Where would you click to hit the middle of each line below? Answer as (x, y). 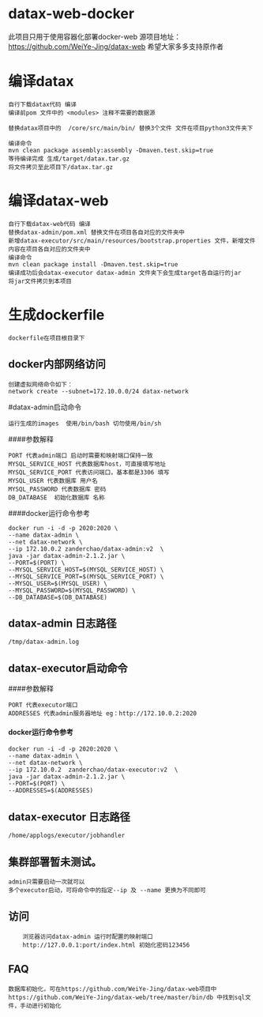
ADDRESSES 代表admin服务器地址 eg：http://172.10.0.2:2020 (103, 714)
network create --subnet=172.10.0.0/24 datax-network (99, 391)
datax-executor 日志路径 (69, 817)
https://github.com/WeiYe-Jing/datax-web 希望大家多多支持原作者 (116, 46)
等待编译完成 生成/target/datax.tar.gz (69, 159)
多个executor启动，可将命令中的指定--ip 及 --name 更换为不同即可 (107, 891)
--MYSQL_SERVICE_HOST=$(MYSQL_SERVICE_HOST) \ (86, 570)
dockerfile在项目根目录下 (47, 338)
